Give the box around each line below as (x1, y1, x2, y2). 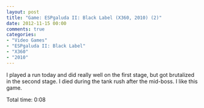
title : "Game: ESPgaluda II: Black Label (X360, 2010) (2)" (6, 15, 163, 21)
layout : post (6, 9, 40, 15)
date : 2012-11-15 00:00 (6, 20, 67, 26)
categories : (6, 32, 37, 38)
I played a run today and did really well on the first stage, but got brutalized (6, 71, 195, 78)
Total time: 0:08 (6, 96, 46, 103)
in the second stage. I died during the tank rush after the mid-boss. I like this (6, 77, 198, 85)
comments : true (6, 26, 45, 32)
